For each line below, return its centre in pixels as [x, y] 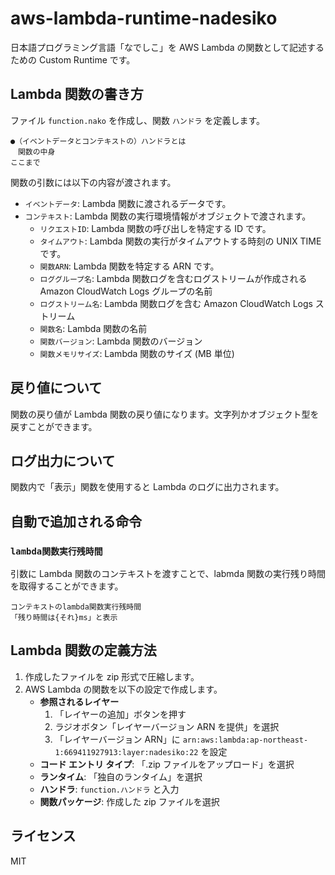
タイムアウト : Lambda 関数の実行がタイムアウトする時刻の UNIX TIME [180, 241]
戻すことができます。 [54, 426]
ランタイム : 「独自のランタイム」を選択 [121, 776]
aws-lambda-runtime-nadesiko [144, 18]
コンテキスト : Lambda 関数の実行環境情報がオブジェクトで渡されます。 [168, 216]
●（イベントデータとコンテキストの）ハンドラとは [98, 141]
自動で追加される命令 [76, 521]
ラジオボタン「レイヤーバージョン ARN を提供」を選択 [167, 726]
